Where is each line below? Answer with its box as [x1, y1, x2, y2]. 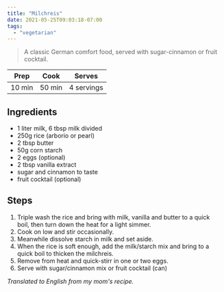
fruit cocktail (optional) [16, 175, 82, 183]
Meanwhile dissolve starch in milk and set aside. [16, 235, 154, 243]
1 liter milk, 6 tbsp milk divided [16, 124, 103, 133]
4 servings [69, 83, 104, 92]
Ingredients [7, 106, 58, 118]
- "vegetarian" [13, 29, 57, 36]
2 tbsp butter [16, 139, 54, 147]
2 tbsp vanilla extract [16, 161, 77, 169]
